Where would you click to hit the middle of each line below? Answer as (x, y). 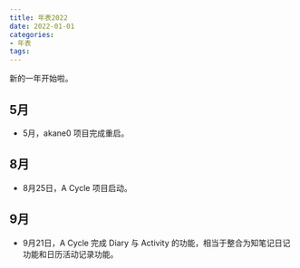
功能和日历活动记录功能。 (70, 254)
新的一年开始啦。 (41, 79)
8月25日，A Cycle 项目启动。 (77, 187)
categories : (32, 34)
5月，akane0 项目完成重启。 (76, 133)
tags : (19, 52)
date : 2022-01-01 (42, 26)
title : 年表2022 (39, 18)
